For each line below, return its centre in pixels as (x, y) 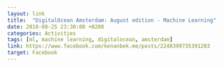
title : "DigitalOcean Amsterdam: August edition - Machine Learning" (112, 20)
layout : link (26, 14)
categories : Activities (42, 33)
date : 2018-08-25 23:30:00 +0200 (56, 27)
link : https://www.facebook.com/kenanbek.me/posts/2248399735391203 (109, 46)
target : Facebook (32, 53)
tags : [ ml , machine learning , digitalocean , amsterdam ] (90, 40)
